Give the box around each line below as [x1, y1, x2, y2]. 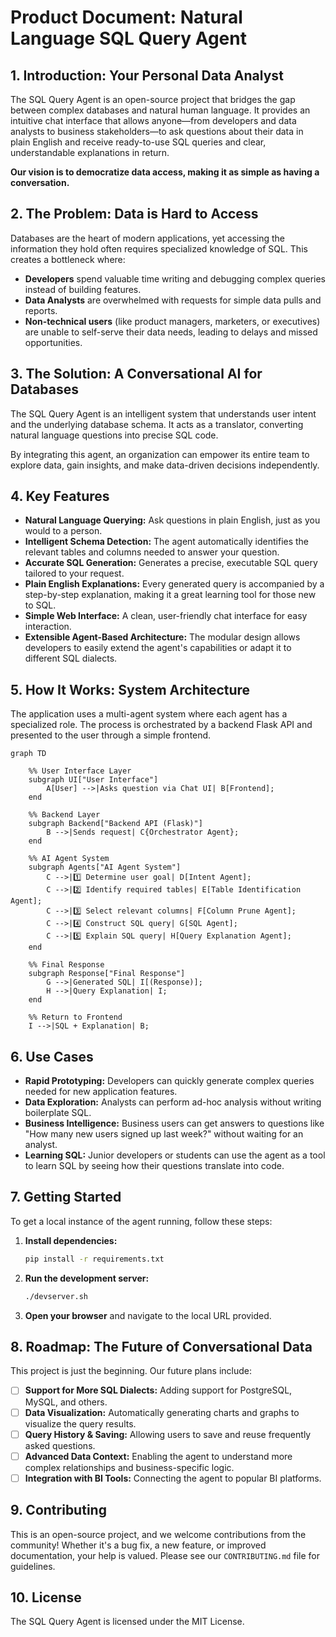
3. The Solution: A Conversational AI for [10, 366, 263, 383]
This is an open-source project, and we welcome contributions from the [10, 1528, 307, 1540]
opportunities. [24, 336, 83, 348]
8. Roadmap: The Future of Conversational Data [10, 1339, 313, 1356]
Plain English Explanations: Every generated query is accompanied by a [24, 578, 325, 590]
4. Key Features [10, 488, 110, 505]
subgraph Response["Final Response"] [28, 969, 186, 979]
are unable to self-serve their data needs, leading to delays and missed [24, 326, 318, 338]
